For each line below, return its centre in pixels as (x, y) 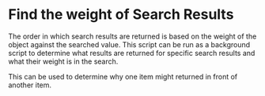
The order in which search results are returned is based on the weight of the (132, 36)
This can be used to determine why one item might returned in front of (123, 76)
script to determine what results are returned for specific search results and (132, 53)
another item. (30, 85)
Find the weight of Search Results (121, 15)
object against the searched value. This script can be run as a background (129, 44)
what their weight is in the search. (63, 61)
